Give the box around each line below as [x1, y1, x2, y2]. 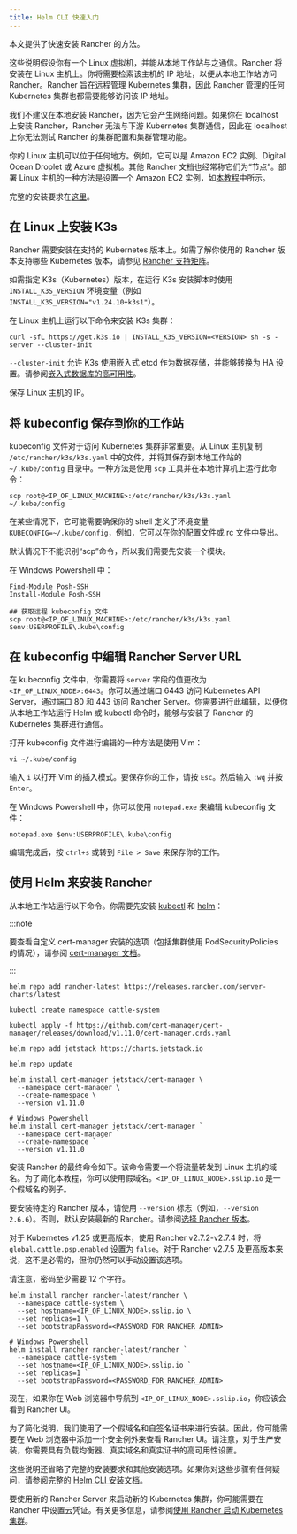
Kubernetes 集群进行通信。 [9, 719, 108, 729]
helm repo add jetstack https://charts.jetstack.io [9, 1044, 203, 1053]
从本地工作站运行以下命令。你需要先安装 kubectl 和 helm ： [9, 900, 224, 911]
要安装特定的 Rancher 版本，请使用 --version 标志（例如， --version [9, 1202, 259, 1213]
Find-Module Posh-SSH [9, 582, 89, 591]
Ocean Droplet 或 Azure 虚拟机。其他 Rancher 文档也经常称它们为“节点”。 [9, 161, 278, 172]
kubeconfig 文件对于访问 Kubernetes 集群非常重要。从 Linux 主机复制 [9, 441, 263, 451]
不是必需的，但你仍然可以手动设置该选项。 [32, 1254, 187, 1265]
